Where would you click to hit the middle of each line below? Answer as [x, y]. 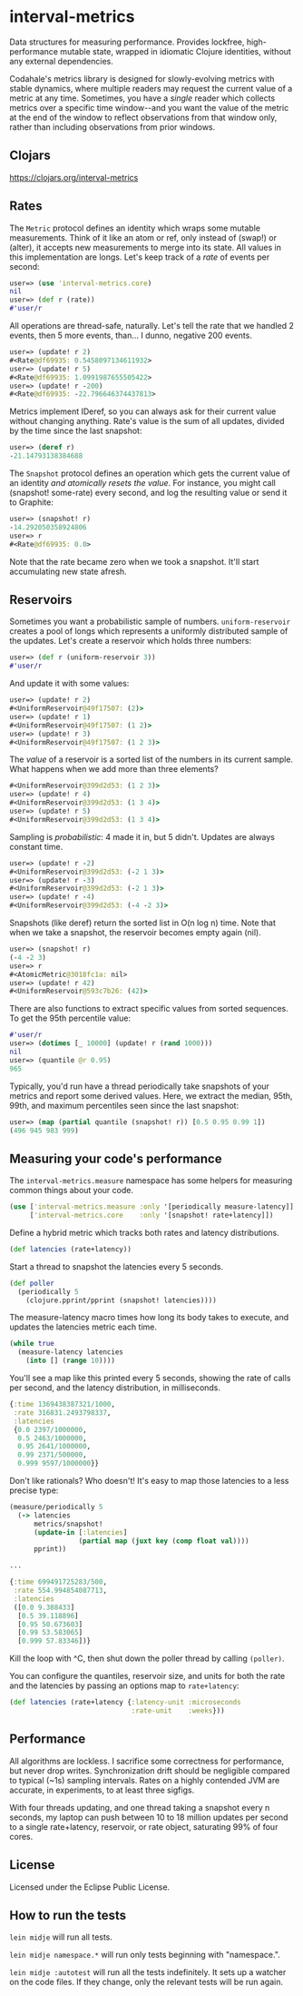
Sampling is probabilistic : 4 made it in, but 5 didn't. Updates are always [142, 836]
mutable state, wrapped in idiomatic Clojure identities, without [176, 51]
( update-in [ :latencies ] [80, 1532]
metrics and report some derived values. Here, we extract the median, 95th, [151, 1095]
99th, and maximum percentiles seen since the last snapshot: [124, 1105]
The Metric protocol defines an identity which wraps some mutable [135, 228]
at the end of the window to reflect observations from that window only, [143, 117]
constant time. [36, 846]
